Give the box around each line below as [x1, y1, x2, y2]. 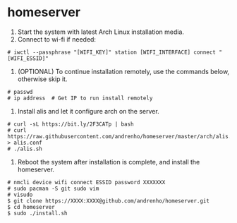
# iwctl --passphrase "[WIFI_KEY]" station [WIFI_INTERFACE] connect [7, 49, 217, 56]
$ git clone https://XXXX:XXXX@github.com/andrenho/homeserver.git [7, 197, 210, 205]
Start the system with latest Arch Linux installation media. [17, 28, 185, 36]
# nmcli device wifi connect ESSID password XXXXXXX [7, 179, 166, 186]
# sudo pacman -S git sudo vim [7, 185, 99, 192]
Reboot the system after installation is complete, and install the [17, 157, 200, 166]
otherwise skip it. [17, 75, 68, 83]
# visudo [7, 191, 33, 198]
